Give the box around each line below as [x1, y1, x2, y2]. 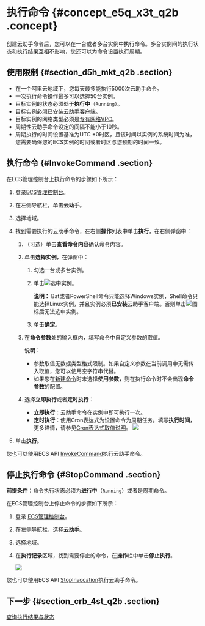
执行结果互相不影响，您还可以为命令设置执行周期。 [16, 47, 145, 55]
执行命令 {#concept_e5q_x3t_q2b [6, 6, 179, 20]
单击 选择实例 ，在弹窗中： [24, 253, 89, 261]
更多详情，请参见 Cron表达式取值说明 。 [33, 423, 132, 431]
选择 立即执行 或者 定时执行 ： [24, 395, 95, 403]
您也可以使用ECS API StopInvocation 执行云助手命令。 [6, 576, 142, 584]
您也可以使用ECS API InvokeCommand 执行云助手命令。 [6, 450, 146, 457]
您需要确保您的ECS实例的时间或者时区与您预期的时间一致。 [15, 138, 165, 146]
